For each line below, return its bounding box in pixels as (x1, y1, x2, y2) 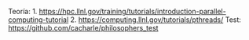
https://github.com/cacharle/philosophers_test (8, 24, 159, 32)
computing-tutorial (8, 15, 69, 24)
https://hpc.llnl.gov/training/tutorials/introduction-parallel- (38, 7, 226, 16)
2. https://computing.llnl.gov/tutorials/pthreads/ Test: (70, 15, 242, 24)
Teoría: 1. (8, 7, 38, 16)
